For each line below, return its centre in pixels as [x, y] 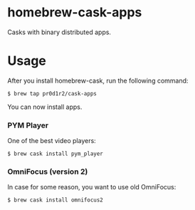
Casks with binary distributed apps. [59, 32]
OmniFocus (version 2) [48, 172]
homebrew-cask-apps [75, 12]
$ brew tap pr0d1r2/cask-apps [52, 93]
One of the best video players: [52, 141]
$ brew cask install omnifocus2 [55, 200]
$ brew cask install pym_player [55, 154]
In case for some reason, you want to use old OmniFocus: [92, 187]
